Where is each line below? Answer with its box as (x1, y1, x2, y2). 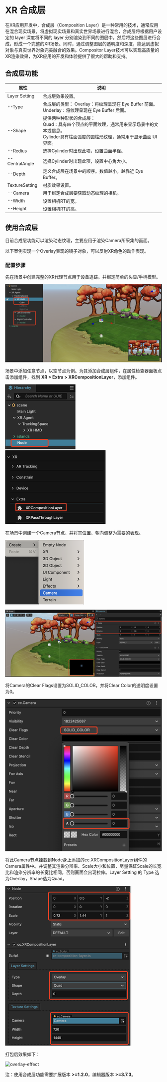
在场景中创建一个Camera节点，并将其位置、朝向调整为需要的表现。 (5, 530, 143, 536)
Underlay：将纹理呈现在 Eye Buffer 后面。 (43, 107, 129, 113)
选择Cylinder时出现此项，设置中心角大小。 (43, 158, 130, 164)
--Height (7, 206, 27, 212)
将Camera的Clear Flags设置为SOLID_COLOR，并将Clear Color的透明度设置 (5, 682, 158, 688)
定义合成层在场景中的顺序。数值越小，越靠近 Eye (43, 168, 143, 174)
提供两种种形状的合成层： (43, 115, 95, 121)
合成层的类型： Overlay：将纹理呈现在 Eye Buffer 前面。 (43, 101, 158, 107)
